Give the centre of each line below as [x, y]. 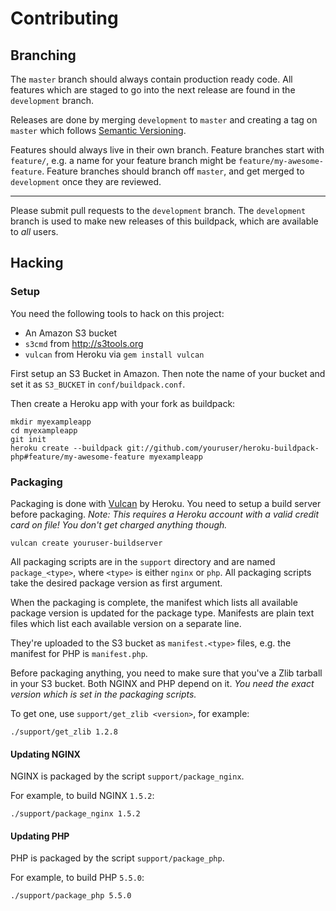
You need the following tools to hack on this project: [117, 313]
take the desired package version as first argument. [116, 583]
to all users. [34, 231]
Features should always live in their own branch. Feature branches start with [167, 150]
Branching [43, 55]
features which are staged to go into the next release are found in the [153, 90]
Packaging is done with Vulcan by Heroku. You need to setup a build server [166, 503]
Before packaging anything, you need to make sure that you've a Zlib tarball [166, 673]
